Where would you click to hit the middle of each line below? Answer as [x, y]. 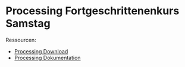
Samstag [28, 23]
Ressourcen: [21, 40]
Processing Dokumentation [47, 58]
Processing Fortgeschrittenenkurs [93, 11]
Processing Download [41, 51]
